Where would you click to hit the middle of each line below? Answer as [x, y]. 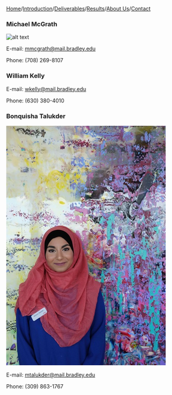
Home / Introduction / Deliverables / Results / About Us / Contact [79, 9]
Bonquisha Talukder [36, 116]
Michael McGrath [32, 24]
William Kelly [25, 76]
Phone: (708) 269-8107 [35, 60]
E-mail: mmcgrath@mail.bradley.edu [51, 49]
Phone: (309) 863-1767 [35, 386]
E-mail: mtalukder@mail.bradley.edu [51, 375]
